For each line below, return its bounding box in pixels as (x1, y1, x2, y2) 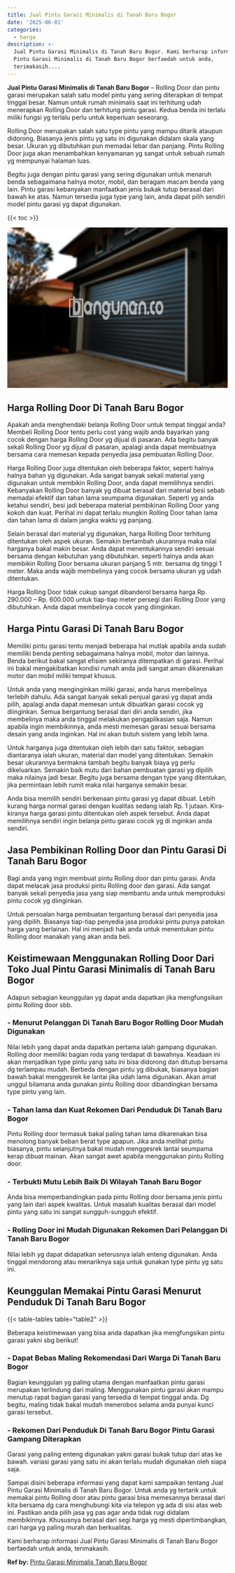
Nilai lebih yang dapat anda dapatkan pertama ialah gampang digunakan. (7, 1042, 218, 1051)
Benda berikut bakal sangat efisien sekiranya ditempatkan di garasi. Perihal (7, 656, 224, 665)
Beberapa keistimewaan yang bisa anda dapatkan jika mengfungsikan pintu (7, 1328, 225, 1337)
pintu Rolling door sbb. (7, 1000, 73, 1009)
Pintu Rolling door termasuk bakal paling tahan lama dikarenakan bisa (7, 1130, 208, 1138)
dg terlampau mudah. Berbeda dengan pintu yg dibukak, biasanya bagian (7, 1065, 219, 1073)
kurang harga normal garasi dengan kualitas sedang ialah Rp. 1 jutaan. (7, 802, 209, 810)
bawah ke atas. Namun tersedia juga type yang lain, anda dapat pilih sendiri (7, 192, 226, 201)
